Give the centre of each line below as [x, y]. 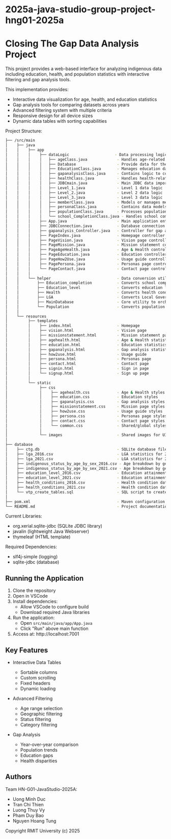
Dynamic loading [38, 688]
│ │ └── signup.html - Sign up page [77, 373]
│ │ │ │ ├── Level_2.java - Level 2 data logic [84, 193]
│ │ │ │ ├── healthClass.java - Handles [72, 178]
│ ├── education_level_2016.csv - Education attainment [86, 473]
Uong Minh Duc [29, 799]
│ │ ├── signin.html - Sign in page [77, 369]
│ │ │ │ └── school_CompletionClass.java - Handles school [82, 217]
